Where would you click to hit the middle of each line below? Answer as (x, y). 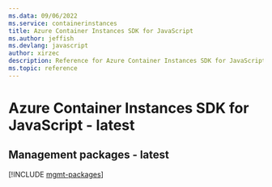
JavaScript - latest (72, 125)
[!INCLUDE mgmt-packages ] (56, 174)
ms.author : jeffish (41, 38)
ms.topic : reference (43, 69)
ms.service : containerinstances (63, 23)
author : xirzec (34, 53)
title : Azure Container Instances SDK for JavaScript (101, 31)
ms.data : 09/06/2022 (43, 16)
